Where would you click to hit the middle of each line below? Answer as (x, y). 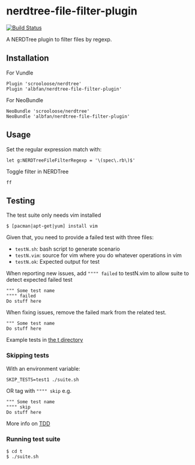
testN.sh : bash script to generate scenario (67, 249)
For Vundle (20, 73)
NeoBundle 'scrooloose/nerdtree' (48, 111)
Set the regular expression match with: (54, 149)
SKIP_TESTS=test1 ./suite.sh (43, 380)
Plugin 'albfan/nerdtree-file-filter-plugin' (64, 89)
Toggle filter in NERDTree (37, 171)
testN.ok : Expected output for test (57, 262)
